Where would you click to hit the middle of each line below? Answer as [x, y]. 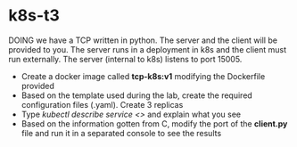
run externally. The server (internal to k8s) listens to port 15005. [125, 59]
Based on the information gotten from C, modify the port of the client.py [154, 123]
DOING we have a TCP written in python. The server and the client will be [143, 40]
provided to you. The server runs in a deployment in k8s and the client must [148, 49]
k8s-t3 [34, 16]
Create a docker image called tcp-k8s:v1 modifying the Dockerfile [143, 76]
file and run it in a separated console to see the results [121, 133]
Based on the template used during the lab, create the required [137, 95]
